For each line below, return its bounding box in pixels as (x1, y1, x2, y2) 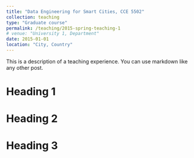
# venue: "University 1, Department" (6, 31, 100, 37)
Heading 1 (6, 85, 56, 98)
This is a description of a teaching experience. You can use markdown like (6, 57, 188, 65)
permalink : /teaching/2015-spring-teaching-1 (6, 25, 120, 31)
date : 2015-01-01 (6, 36, 49, 42)
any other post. (6, 64, 43, 71)
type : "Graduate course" (6, 20, 68, 25)
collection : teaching (6, 14, 60, 20)
